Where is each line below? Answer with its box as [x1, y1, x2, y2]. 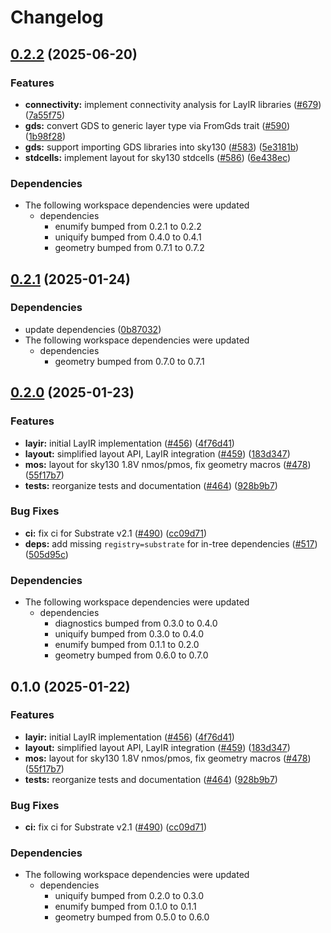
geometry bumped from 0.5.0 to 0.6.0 [54, 911, 210, 923]
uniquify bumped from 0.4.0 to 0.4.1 [54, 231, 202, 243]
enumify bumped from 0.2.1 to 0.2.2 [54, 221, 202, 233]
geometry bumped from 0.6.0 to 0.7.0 [54, 649, 209, 661]
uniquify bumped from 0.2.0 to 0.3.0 [54, 890, 204, 902]
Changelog [10, 6, 104, 29]
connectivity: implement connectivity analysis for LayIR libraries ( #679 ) [24, 98, 322, 110]
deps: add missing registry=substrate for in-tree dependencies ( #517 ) [24, 537, 318, 550]
